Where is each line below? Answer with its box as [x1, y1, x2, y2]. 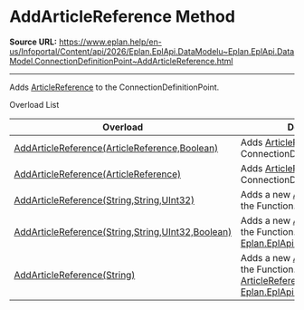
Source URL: [9, 36, 57, 47]
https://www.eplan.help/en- [58, 36, 163, 47]
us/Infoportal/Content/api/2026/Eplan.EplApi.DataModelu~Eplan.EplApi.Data [9, 45, 295, 56]
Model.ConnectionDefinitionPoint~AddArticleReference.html [9, 55, 233, 66]
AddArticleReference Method [9, 6, 235, 27]
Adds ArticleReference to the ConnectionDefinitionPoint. [9, 82, 220, 92]
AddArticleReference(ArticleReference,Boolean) [14, 141, 219, 154]
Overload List [9, 99, 60, 110]
